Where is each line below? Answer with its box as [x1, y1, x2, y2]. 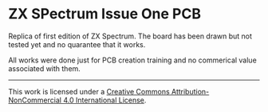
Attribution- [171, 86, 210, 96]
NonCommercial [8, 95, 62, 105]
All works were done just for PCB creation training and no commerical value [8, 55, 257, 65]
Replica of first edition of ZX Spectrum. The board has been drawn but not [8, 31, 253, 41]
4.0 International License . [63, 95, 147, 105]
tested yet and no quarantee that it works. [8, 39, 146, 49]
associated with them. [8, 63, 81, 73]
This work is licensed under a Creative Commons [8, 86, 170, 96]
